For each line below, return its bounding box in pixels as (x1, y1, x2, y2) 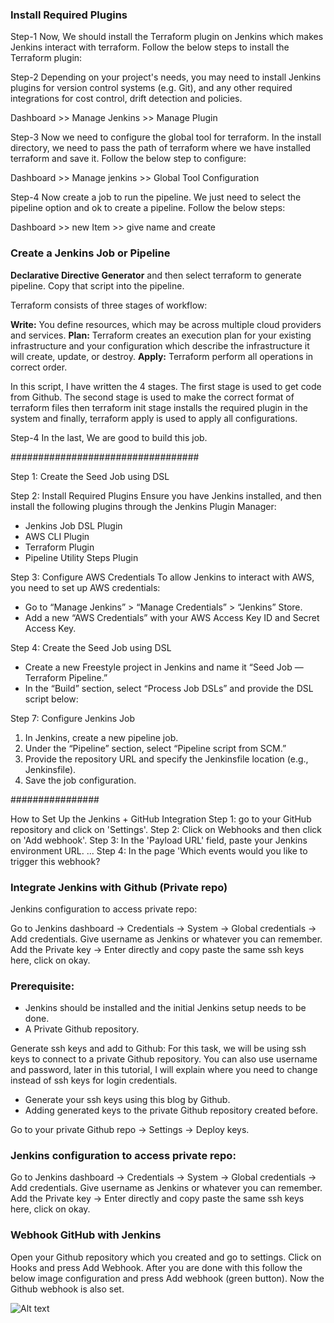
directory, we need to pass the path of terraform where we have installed (10, 142, 312, 154)
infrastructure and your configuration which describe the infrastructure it (10, 339, 310, 352)
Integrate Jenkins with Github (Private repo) (10, 880, 228, 894)
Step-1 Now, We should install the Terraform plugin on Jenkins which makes (10, 31, 324, 43)
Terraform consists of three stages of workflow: (10, 299, 208, 311)
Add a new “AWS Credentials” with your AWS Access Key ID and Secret (24, 611, 320, 623)
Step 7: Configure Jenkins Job (10, 712, 136, 724)
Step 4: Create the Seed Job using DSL (10, 641, 172, 653)
